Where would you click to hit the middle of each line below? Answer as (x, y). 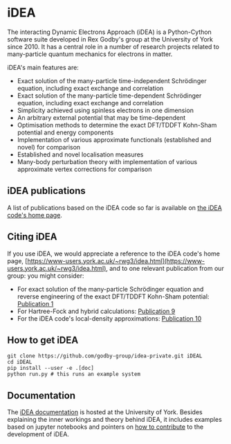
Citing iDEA (32, 237)
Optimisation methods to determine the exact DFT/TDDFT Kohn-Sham (117, 125)
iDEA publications (47, 191)
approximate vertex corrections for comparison (84, 169)
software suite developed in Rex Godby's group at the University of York (110, 39)
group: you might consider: (46, 276)
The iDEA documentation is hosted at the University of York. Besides (105, 412)
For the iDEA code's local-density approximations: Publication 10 (109, 318)
